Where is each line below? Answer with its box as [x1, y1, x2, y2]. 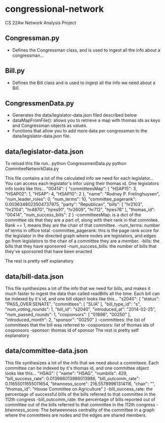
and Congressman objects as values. [12, 123, 88, 129]
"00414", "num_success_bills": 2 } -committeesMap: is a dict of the [5, 212, 141, 218]
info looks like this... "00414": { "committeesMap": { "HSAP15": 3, [5, 186, 137, 192]
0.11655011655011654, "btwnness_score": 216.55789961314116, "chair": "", [5, 381, 155, 387]
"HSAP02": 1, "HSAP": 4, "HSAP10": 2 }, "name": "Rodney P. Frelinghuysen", [5, 191, 160, 197]
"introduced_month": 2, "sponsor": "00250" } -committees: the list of [5, 317, 146, 323]
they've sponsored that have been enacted [5, 249, 93, 255]
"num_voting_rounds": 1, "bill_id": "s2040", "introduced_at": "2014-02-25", [5, 306, 156, 312]
